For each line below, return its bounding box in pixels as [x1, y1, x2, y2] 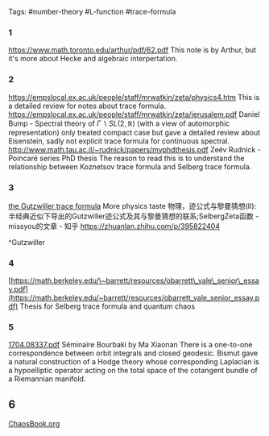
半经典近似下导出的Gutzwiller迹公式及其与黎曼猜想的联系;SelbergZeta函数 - [8, 211, 259, 221]
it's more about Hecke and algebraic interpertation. [8, 54, 178, 64]
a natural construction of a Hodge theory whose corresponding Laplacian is [8, 357, 260, 367]
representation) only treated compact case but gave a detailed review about [8, 127, 261, 137]
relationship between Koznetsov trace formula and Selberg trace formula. [8, 161, 252, 172]
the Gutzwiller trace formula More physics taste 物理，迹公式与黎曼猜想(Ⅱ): [8, 201, 257, 210]
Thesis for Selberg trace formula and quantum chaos [19, 301, 196, 311]
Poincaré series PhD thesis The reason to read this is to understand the [8, 153, 245, 163]
